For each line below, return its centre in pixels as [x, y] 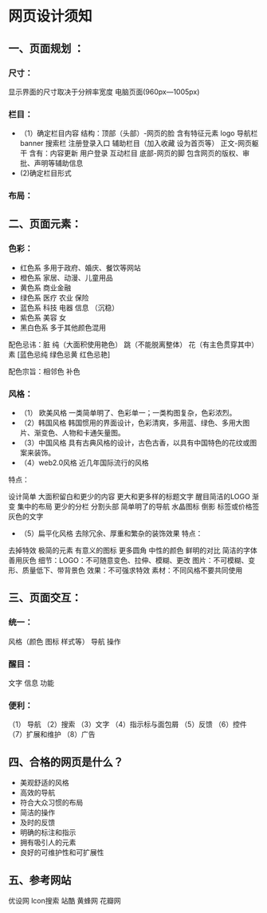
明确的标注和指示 [48, 832]
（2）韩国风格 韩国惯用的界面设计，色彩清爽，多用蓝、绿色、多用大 [131, 423]
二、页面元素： [45, 224]
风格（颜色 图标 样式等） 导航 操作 [65, 641]
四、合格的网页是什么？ [66, 762]
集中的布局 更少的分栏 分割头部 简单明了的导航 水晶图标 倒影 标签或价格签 [138, 506]
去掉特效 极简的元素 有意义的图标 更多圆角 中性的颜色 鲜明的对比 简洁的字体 [133, 550]
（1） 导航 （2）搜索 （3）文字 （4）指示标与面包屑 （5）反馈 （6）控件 [128, 724]
